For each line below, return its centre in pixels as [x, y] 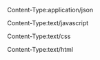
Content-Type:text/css [39, 36]
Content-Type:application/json [50, 10]
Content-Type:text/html [40, 49]
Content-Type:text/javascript [48, 23]
